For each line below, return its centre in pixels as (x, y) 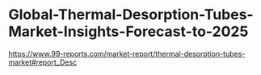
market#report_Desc (43, 62)
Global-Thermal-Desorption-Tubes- (131, 15)
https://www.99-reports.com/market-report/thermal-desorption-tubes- (127, 53)
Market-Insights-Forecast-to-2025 (128, 32)
